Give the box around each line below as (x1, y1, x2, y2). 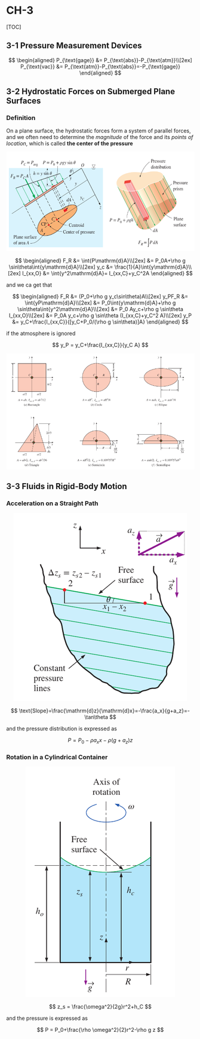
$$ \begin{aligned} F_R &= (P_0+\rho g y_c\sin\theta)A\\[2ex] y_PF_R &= (12, 293, 189, 300)
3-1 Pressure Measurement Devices (6, 41, 142, 51)
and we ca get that (6, 281, 53, 288)
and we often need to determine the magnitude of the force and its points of (6, 134, 193, 141)
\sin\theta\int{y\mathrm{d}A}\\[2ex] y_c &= (8, 263, 113, 270)
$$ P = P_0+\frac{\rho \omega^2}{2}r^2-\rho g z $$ (36, 1026, 164, 1034)
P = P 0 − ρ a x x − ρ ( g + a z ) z (67, 737, 133, 745)
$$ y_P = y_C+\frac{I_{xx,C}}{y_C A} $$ (52, 341, 149, 348)
